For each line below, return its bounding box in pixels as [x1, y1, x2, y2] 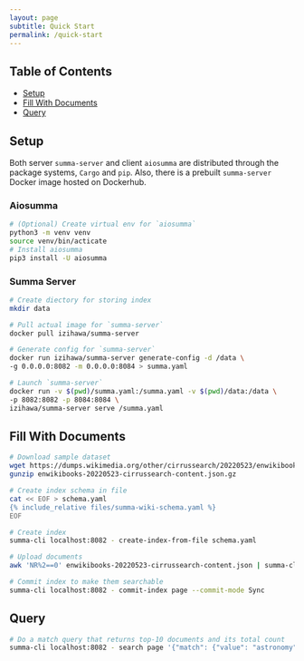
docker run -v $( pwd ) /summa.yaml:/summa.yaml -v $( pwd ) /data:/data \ [9, 386, 278, 395]
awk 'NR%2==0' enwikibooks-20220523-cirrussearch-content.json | [9, 561, 261, 570]
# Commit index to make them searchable [9, 578, 165, 587]
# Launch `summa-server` [9, 378, 103, 388]
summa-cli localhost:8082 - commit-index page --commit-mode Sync [9, 586, 265, 595]
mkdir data [9, 304, 51, 313]
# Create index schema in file [9, 486, 128, 495]
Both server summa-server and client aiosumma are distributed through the [9, 158, 279, 168]
